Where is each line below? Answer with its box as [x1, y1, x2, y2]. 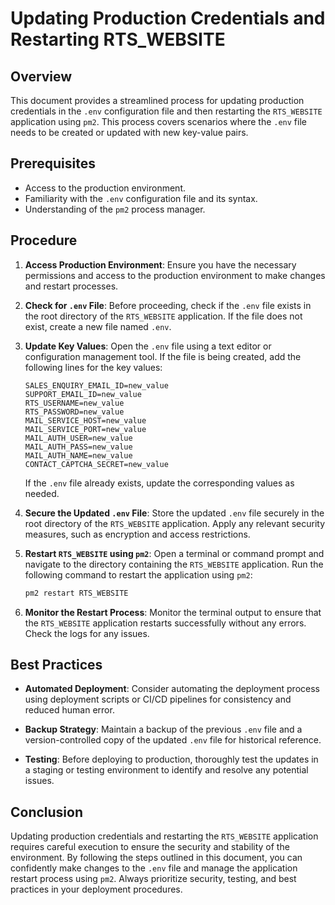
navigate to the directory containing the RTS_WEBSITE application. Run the [24, 558, 324, 570]
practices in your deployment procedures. [10, 883, 183, 896]
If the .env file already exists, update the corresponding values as [24, 477, 295, 489]
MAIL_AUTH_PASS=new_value [24, 442, 133, 452]
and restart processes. [24, 280, 119, 292]
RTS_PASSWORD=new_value [24, 407, 125, 417]
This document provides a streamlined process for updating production [10, 95, 305, 106]
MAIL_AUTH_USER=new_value [24, 433, 133, 443]
